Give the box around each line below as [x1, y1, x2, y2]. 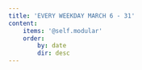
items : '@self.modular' [23, 27, 103, 35]
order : [23, 34, 45, 43]
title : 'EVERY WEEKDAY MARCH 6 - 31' [8, 11, 136, 20]
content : [8, 19, 38, 27]
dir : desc [37, 49, 70, 57]
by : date [37, 42, 67, 50]
